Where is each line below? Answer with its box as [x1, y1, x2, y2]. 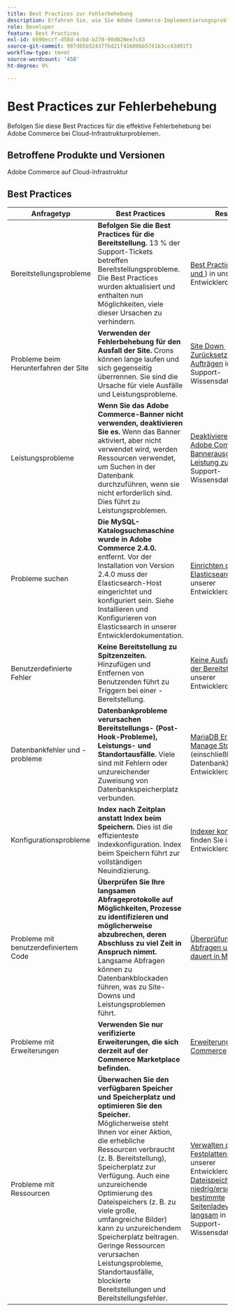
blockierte [97, 1276, 131, 1285]
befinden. [97, 1064, 131, 1074]
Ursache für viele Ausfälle [97, 380, 183, 390]
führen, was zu [97, 982, 147, 992]
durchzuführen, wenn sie [97, 480, 180, 490]
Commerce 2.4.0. [97, 543, 157, 553]
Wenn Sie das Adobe [97, 401, 169, 411]
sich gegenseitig [97, 363, 152, 373]
